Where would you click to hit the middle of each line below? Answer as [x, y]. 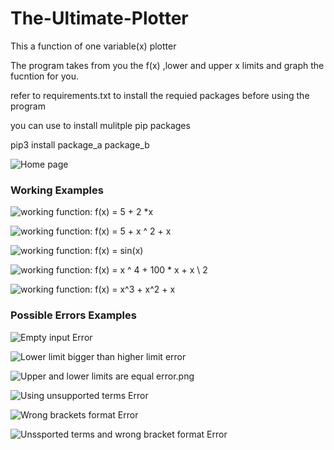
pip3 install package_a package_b [80, 144]
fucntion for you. [44, 76]
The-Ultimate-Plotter [99, 18]
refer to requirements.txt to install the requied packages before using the [160, 95]
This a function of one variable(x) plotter [93, 46]
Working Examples [57, 190]
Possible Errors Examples [73, 315]
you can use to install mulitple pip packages [100, 125]
